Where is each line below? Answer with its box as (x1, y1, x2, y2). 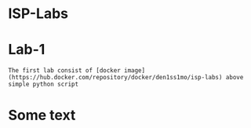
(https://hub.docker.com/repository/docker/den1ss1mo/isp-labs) (8, 74, 223, 82)
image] (124, 67, 146, 75)
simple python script (8, 80, 79, 89)
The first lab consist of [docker (8, 67, 122, 75)
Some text (8, 107, 76, 124)
